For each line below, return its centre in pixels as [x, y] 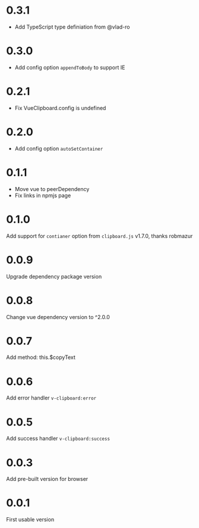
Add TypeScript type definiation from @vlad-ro [72, 27]
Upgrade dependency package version [54, 276]
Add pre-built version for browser [47, 479]
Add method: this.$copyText [41, 357]
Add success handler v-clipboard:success [58, 439]
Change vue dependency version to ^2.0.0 [58, 317]
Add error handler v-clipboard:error [51, 398]
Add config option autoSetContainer [59, 148]
